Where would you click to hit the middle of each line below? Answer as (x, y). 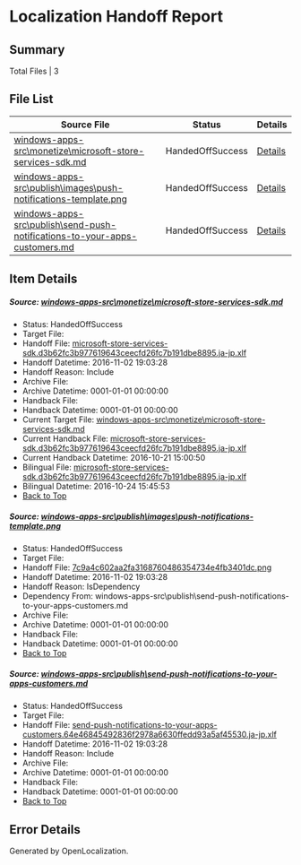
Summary (37, 50)
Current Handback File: (65, 439)
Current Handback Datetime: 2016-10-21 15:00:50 (114, 458)
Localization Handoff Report (116, 17)
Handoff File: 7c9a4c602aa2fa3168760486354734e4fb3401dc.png (147, 567)
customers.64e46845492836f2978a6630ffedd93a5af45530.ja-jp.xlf (150, 735)
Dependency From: (58, 596)
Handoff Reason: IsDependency (81, 587)
